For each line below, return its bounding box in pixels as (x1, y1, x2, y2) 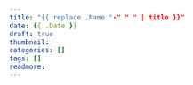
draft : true (9, 29, 53, 38)
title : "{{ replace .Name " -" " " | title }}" (9, 12, 185, 22)
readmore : (9, 63, 46, 72)
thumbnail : (9, 37, 50, 47)
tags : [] (9, 54, 42, 63)
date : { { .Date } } (9, 21, 77, 30)
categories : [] (9, 46, 66, 55)
